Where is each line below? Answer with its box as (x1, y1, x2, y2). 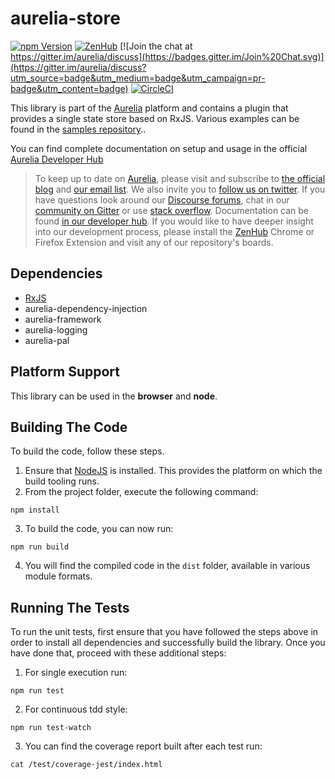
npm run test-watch (10, 723, 92, 733)
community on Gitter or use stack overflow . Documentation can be (34, 204, 310, 216)
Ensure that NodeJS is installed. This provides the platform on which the (24, 465, 323, 477)
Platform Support (10, 363, 120, 381)
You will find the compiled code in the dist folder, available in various (24, 560, 311, 572)
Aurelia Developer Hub (10, 153, 104, 165)
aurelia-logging (24, 323, 88, 336)
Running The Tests (10, 599, 130, 616)
